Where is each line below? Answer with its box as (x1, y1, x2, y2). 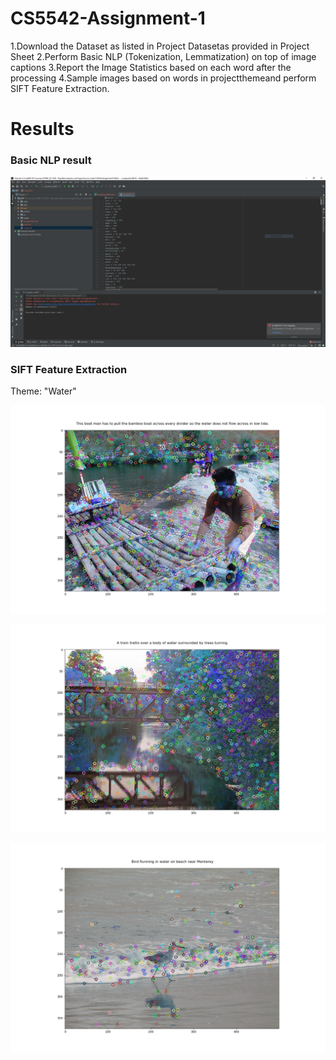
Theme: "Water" (10, 385, 77, 397)
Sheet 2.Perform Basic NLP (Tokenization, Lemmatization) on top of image (10, 50, 317, 62)
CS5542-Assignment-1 (10, 7, 206, 30)
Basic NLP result (10, 153, 92, 167)
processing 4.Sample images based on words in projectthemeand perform (10, 72, 317, 84)
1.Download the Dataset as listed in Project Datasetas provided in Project (10, 40, 310, 52)
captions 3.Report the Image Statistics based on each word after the (10, 61, 292, 73)
